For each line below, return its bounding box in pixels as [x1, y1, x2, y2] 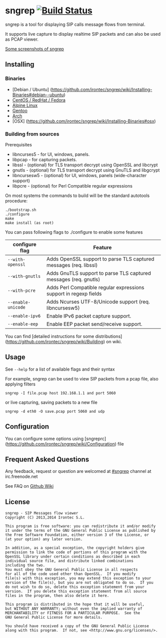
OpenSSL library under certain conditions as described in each [5, 554, 140, 559]
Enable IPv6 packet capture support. [46, 313, 131, 319]
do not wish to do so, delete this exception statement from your [5, 584, 145, 590]
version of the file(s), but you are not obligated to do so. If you [5, 580, 154, 585]
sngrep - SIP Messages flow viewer [5, 511, 79, 516]
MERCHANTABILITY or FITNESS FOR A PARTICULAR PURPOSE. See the [5, 611, 140, 616]
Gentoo [12, 107, 28, 114]
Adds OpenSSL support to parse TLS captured [46, 255, 155, 262]
